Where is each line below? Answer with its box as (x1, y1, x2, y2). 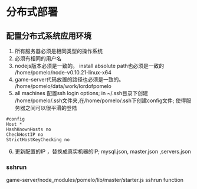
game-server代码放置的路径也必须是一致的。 (14, 76, 124, 83)
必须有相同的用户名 (14, 55, 62, 62)
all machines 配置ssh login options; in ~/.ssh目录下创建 (14, 90, 149, 96)
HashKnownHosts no (6, 126, 51, 132)
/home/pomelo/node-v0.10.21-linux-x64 (14, 69, 112, 76)
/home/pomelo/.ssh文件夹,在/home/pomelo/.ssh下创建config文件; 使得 (14, 97, 186, 104)
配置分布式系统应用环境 (6, 31, 91, 41)
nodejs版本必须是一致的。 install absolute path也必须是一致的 (14, 63, 165, 69)
